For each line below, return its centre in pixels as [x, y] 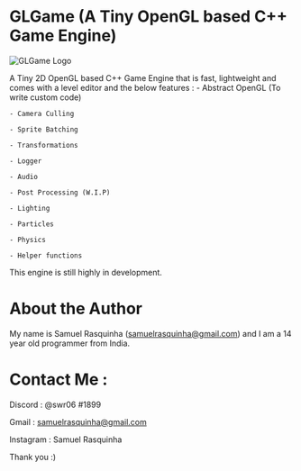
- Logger [26, 161]
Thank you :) [33, 457]
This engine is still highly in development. [86, 272]
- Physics [28, 240]
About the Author [76, 309]
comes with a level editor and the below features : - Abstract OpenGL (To [145, 87]
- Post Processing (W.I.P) [60, 192]
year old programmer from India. [70, 343]
